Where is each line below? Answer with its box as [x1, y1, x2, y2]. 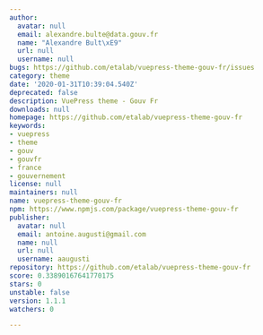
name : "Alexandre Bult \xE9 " [17, 38, 123, 47]
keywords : [9, 122, 47, 131]
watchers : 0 [9, 305, 54, 314]
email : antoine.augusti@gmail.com [17, 229, 146, 238]
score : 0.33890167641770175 [9, 271, 115, 280]
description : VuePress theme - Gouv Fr [9, 96, 159, 106]
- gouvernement [9, 171, 66, 180]
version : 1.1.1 [9, 296, 66, 305]
